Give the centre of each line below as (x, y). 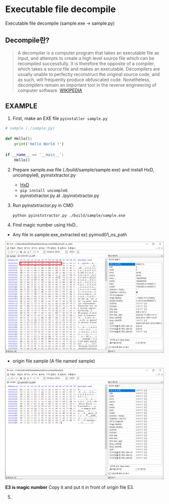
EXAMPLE (21, 106)
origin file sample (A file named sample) (54, 361)
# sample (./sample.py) (30, 128)
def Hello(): (19, 139)
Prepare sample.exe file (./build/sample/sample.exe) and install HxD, (83, 169)
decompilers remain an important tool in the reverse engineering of (87, 85)
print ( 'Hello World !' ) (39, 144)
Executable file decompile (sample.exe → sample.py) (60, 23)
